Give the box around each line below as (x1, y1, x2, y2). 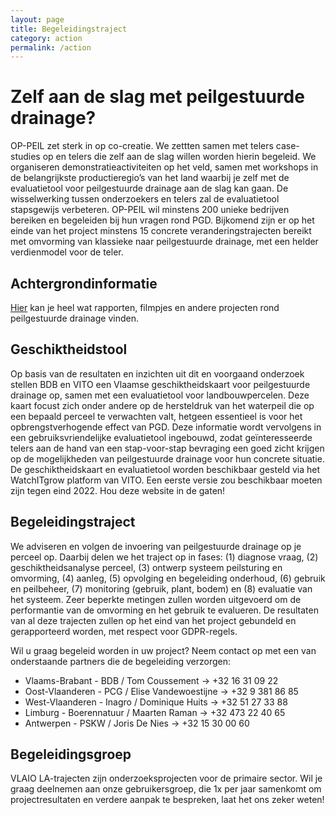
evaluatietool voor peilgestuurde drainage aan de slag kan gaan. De (10, 182, 289, 195)
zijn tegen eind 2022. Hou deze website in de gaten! (10, 484, 226, 496)
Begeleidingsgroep (10, 746, 132, 763)
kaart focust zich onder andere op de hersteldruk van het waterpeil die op (10, 399, 315, 411)
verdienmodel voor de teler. (10, 246, 124, 258)
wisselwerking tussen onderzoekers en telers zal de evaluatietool (10, 193, 280, 205)
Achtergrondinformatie (10, 275, 158, 292)
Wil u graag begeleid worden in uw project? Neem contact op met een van (10, 644, 317, 656)
